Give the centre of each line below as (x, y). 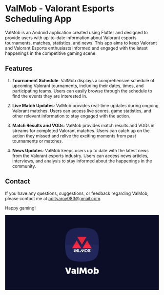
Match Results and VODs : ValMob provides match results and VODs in (83, 125)
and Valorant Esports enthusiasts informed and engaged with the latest (76, 48)
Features (19, 69)
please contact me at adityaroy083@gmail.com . (53, 198)
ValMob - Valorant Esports (60, 9)
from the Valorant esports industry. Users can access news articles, (80, 156)
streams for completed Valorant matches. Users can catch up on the (81, 131)
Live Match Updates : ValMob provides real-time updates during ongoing (85, 105)
